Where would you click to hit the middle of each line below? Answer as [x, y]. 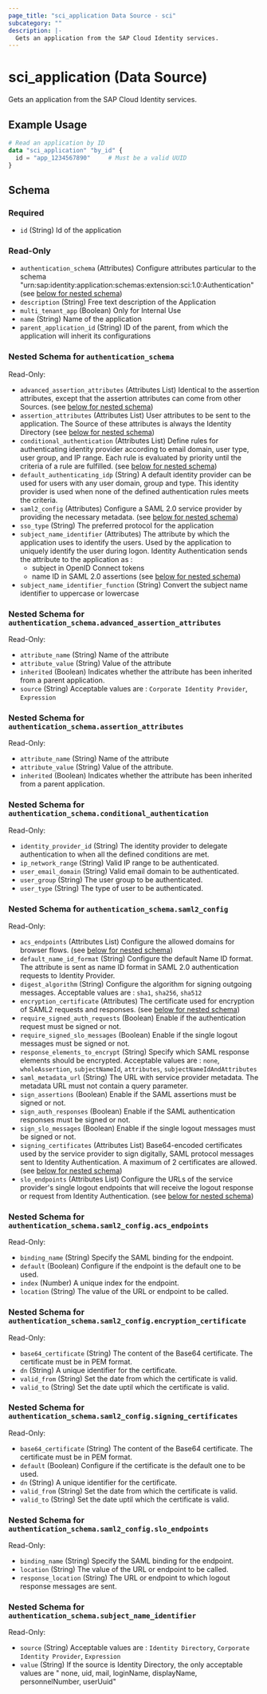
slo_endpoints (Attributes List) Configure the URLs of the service [126, 1179]
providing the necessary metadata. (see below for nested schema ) [129, 517]
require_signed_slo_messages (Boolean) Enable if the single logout [128, 1035]
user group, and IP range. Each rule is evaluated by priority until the [130, 457]
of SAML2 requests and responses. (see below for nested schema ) [130, 1009]
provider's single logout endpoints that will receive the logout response [136, 1187]
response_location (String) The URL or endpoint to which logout [125, 1578]
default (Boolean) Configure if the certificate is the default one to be [132, 1465]
